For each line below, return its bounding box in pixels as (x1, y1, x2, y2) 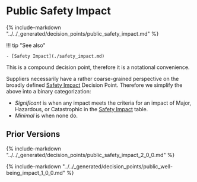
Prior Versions (6, 129, 61, 139)
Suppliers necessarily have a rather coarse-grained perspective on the (6, 75, 179, 82)
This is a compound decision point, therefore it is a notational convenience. (6, 64, 190, 71)
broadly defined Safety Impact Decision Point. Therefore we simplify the (6, 81, 183, 89)
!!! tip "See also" (6, 42, 46, 49)
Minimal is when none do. (14, 112, 78, 119)
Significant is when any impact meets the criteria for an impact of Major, (14, 99, 192, 106)
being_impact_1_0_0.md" (6, 169, 65, 176)
